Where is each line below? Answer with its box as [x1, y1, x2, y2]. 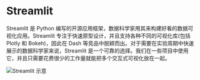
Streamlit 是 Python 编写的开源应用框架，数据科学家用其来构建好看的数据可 [6, 24, 193, 32]
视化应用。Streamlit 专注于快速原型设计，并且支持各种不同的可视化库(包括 [6, 32, 191, 39]
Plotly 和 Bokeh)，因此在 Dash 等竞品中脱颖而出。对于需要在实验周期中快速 [6, 39, 195, 47]
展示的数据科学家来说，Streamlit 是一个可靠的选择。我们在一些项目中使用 [6, 47, 189, 54]
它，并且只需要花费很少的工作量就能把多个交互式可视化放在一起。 [6, 54, 170, 61]
